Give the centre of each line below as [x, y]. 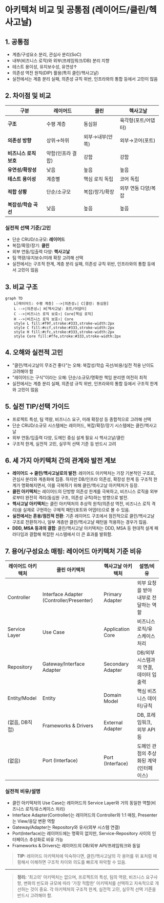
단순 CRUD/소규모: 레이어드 [38, 240]
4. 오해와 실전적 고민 [34, 352]
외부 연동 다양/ [135, 188]
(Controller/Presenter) [68, 600]
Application [117, 629]
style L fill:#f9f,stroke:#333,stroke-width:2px [64, 323]
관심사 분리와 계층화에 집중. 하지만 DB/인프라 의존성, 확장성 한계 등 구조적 [82, 479]
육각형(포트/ [133, 120]
